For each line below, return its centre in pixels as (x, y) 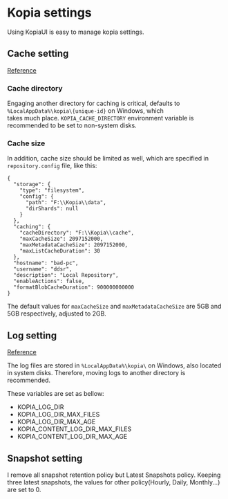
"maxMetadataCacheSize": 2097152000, (74, 245)
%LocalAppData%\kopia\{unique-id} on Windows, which (86, 111)
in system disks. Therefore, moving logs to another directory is (96, 373)
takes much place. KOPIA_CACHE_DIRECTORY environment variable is (101, 118)
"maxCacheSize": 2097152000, (61, 239)
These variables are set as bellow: (56, 394)
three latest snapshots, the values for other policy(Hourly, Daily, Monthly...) (114, 482)
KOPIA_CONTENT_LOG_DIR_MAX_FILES (74, 429)
